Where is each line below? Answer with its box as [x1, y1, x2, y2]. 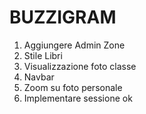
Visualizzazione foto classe [23, 60, 137, 72]
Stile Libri [23, 49, 63, 61]
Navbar [23, 71, 55, 83]
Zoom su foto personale [23, 81, 123, 93]
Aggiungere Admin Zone [23, 39, 126, 51]
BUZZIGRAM [9, 6, 117, 29]
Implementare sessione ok [23, 92, 133, 104]
